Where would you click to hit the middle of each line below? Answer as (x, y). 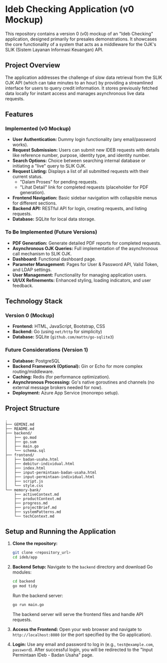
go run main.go (28, 604)
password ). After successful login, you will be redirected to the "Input (83, 649)
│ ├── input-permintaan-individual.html (50, 477)
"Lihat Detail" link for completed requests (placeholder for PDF (84, 187)
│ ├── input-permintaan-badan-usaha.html (51, 472)
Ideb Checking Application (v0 (70, 9)
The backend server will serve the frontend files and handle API (78, 614)
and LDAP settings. (32, 269)
